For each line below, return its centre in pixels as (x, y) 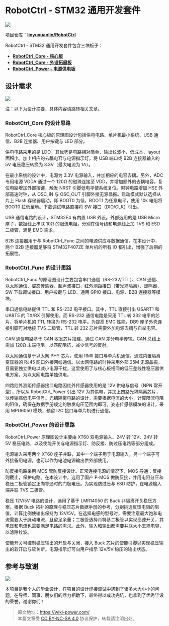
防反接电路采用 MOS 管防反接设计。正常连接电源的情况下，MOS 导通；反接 (83, 471)
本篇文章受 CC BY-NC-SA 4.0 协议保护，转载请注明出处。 (77, 618)
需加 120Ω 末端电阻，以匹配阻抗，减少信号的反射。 (58, 345)
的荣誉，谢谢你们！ (25, 602)
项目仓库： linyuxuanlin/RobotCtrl (40, 35)
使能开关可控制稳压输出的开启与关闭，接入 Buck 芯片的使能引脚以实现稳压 (82, 543)
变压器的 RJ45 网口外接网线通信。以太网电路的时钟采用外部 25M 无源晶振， (84, 362)
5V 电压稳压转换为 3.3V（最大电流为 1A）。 (49, 165)
